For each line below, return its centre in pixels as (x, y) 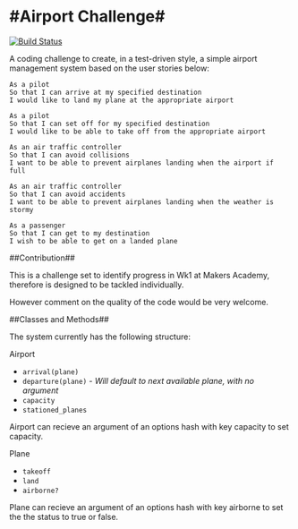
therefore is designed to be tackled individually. (97, 285)
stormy (21, 209)
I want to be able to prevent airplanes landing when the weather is (142, 202)
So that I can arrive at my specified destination (106, 92)
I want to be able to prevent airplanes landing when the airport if (142, 163)
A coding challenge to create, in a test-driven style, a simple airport (133, 58)
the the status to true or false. (64, 516)
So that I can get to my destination (80, 233)
